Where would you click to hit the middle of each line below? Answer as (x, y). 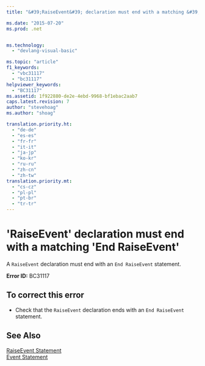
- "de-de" (24, 130)
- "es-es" (24, 135)
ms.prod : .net (24, 29)
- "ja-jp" (24, 153)
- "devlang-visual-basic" (45, 51)
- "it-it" (24, 147)
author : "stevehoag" (33, 108)
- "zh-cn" (24, 170)
